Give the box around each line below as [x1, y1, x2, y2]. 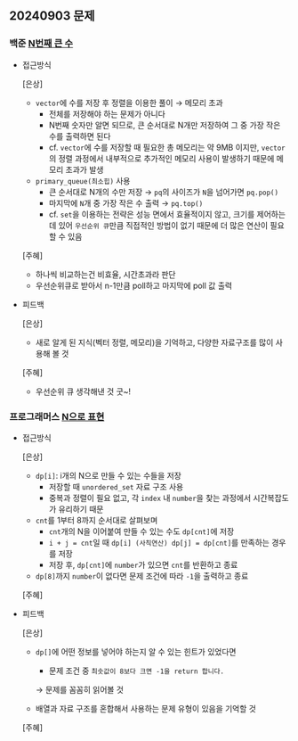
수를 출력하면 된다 [48, 130, 111, 141]
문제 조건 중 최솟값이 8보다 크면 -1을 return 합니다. [48, 665, 225, 676]
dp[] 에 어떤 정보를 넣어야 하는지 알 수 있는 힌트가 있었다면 [35, 646, 237, 657]
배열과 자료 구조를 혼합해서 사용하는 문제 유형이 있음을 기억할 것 [35, 703, 256, 713]
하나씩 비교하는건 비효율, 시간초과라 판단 [35, 268, 176, 279]
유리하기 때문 [58, 503, 104, 515]
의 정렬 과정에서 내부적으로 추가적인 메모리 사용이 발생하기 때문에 [48, 152, 275, 163]
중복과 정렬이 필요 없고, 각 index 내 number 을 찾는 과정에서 [48, 492, 252, 503]
